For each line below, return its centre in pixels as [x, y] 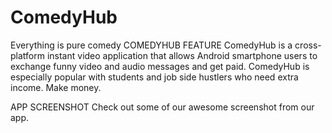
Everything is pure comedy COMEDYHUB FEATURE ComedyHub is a [151, 45]
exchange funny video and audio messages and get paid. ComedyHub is [160, 66]
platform [27, 55]
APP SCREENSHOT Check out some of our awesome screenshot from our [162, 107]
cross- [308, 45]
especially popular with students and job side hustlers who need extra [154, 77]
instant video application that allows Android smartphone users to [182, 55]
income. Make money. [56, 87]
